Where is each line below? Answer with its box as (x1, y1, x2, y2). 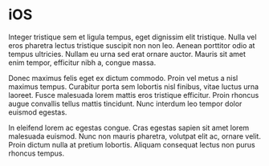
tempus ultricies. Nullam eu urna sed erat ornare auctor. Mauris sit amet (8, 49, 247, 59)
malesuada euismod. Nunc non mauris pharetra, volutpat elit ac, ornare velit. (8, 131, 261, 141)
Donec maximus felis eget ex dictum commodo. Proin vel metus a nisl (8, 73, 238, 83)
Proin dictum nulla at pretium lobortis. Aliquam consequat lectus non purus (8, 140, 255, 149)
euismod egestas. (8, 107, 67, 117)
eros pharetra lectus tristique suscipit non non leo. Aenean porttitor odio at (8, 40, 255, 50)
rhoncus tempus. (8, 148, 65, 158)
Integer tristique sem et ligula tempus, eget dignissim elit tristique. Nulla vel (8, 32, 257, 42)
